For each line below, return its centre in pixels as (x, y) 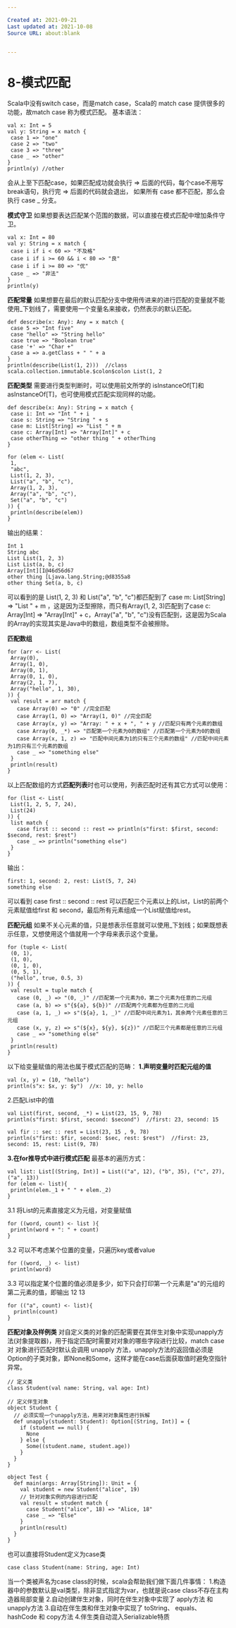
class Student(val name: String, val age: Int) (79, 1388)
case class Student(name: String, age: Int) (74, 1568)
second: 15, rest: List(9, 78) (53, 1144)
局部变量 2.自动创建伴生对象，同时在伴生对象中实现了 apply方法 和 (116, 1599)
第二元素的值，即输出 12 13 (46, 1292)
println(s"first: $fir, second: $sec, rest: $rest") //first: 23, (108, 1138)
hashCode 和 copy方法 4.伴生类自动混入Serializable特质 (89, 1617)
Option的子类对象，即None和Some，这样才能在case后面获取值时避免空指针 (117, 1359)
